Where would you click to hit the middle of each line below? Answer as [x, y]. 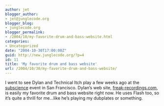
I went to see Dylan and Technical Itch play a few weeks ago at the [72, 83]
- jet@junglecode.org [27, 19]
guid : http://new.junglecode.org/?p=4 [45, 55]
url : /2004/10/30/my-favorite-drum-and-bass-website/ [61, 69]
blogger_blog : [20, 23]
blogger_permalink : [25, 32]
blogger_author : [22, 14]
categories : [17, 42]
